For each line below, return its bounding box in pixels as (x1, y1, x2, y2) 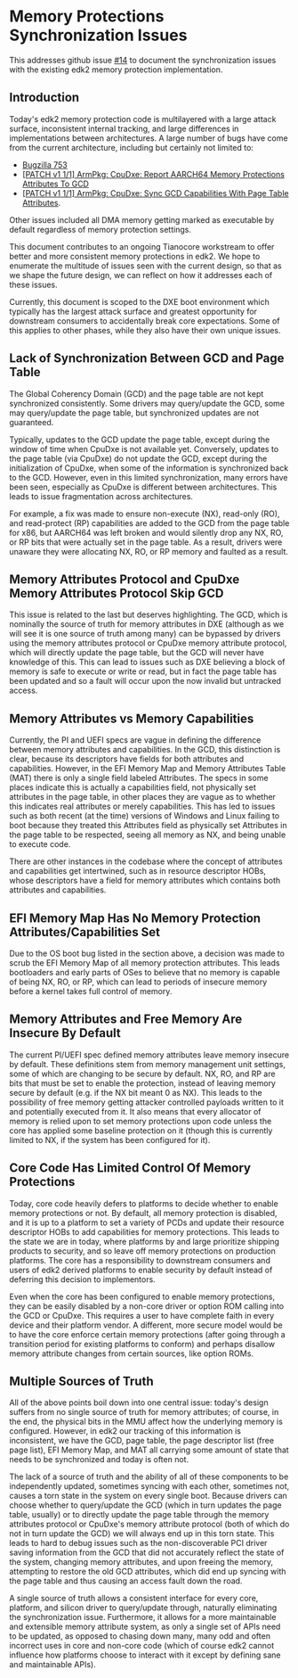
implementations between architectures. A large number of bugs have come (9, 132, 288, 144)
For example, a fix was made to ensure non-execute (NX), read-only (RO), (9, 508, 280, 519)
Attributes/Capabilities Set (9, 925, 161, 940)
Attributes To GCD (21, 178, 89, 189)
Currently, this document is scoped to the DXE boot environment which (9, 296, 270, 307)
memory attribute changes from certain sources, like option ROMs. (9, 1348, 254, 1359)
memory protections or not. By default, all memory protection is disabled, (9, 1207, 278, 1218)
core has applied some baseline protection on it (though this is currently (9, 1125, 273, 1136)
